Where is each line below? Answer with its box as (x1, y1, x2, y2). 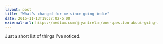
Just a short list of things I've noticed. (5, 33, 81, 39)
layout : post (5, 7, 32, 12)
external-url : (5, 20, 34, 25)
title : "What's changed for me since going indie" (5, 11, 110, 16)
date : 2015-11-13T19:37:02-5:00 (5, 16, 70, 21)
